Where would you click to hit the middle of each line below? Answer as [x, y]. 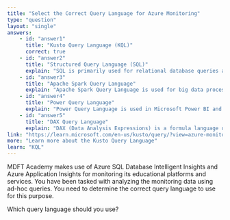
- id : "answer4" [43, 97]
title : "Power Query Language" [70, 103]
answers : [20, 33]
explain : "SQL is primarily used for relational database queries [122, 71]
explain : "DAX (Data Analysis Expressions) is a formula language [122, 128]
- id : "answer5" [43, 115]
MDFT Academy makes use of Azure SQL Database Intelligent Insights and [112, 167]
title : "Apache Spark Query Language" [80, 84]
